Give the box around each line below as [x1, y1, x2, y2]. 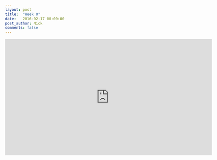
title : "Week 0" [5, 12, 41, 17]
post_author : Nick [5, 21, 43, 26]
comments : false [5, 25, 38, 30]
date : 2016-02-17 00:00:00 [5, 16, 65, 21]
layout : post [5, 7, 32, 12]
